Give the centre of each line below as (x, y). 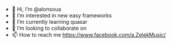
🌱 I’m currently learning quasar (50, 22)
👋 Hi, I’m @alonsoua (36, 9)
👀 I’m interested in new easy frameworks (62, 15)
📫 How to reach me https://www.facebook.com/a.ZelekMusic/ (89, 35)
